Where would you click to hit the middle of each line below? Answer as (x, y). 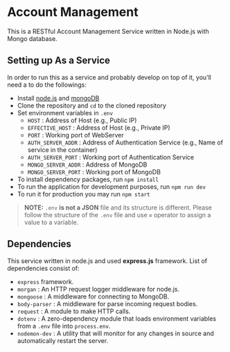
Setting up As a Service (59, 61)
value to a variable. (51, 222)
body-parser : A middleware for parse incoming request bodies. (107, 303)
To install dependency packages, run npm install (88, 179)
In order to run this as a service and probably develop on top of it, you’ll (109, 77)
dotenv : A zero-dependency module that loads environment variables (117, 318)
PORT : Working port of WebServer (76, 135)
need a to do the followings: (47, 85)
